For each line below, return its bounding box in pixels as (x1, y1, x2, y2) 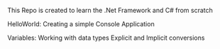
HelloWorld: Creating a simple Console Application (7, 20, 155, 28)
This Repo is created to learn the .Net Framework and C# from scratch (7, 6, 213, 14)
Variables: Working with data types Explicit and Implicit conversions (7, 33, 205, 42)
